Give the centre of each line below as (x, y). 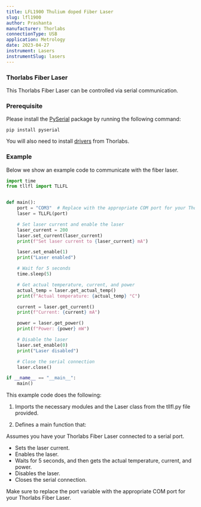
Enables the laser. (36, 454)
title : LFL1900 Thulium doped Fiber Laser (60, 12)
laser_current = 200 (42, 230)
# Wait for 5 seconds (44, 268)
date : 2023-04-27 (28, 46)
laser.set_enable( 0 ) (42, 345)
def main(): (21, 202)
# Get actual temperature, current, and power (76, 285)
